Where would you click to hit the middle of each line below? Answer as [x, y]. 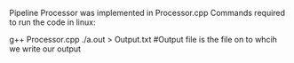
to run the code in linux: [52, 22]
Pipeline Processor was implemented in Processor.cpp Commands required [147, 13]
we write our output [45, 49]
